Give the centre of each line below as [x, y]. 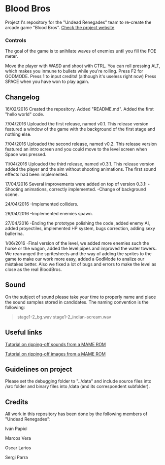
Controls [16, 40]
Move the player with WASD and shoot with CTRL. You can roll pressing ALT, [83, 66]
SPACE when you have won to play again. [47, 81]
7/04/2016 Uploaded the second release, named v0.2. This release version [81, 144]
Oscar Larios [18, 448]
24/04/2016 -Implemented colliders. [42, 204]
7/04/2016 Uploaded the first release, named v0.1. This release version [77, 124]
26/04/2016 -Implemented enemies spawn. [49, 214]
